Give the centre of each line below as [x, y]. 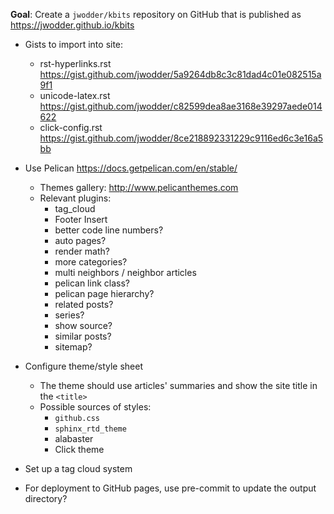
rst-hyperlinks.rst [75, 63]
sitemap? [73, 347]
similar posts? [83, 336]
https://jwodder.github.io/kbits [72, 25]
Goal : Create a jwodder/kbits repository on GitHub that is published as [156, 14]
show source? [83, 325]
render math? [82, 251]
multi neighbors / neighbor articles [125, 272]
